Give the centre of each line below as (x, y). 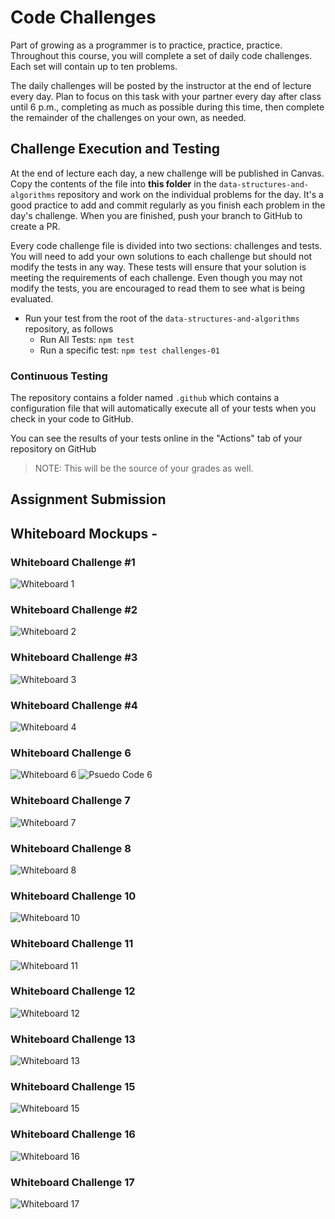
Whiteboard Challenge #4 (74, 705)
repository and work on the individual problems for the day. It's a (190, 194)
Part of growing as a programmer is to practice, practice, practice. (146, 45)
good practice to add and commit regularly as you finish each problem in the (168, 205)
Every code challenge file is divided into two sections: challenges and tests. (166, 245)
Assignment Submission (88, 499)
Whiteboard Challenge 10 (73, 896)
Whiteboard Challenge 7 (70, 801)
